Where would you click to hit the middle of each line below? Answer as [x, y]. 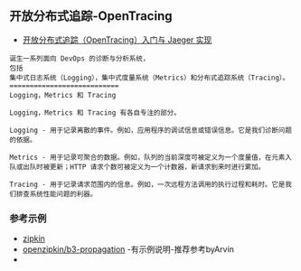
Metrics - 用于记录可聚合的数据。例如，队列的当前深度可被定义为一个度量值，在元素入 [150, 157]
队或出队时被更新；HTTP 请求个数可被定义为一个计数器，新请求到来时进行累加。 [137, 167]
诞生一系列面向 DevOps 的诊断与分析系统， [80, 58]
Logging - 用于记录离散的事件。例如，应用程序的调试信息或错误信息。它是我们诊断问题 [150, 130]
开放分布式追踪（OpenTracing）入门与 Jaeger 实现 [117, 40]
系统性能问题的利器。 [63, 194]
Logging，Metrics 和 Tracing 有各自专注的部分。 [95, 112]
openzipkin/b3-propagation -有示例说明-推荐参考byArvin [128, 249]
